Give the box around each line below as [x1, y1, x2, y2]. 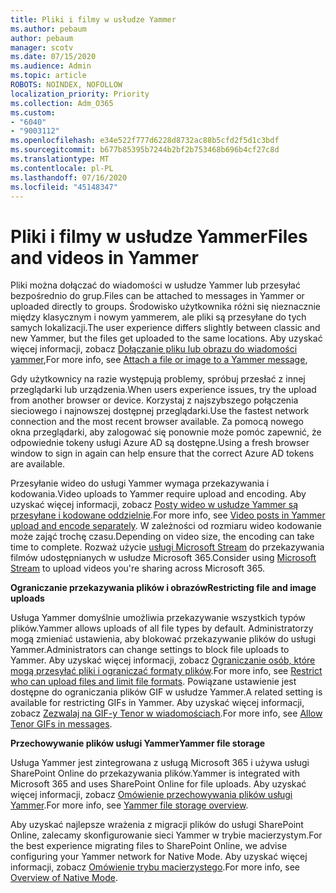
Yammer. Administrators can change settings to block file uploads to [10, 644, 290, 656]
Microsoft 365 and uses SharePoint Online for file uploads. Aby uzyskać [10, 778, 307, 790]
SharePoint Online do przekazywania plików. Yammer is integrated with [10, 767, 300, 780]
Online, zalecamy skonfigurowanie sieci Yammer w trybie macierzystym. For [10, 829, 323, 841]
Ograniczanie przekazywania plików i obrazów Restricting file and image [10, 582, 317, 594]
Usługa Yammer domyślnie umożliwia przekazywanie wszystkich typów [10, 612, 306, 624]
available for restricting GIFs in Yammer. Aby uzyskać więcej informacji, [10, 697, 305, 709]
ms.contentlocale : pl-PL [10, 163, 114, 173]
